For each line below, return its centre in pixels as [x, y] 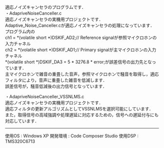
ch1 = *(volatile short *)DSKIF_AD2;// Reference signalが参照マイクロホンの [81, 37]
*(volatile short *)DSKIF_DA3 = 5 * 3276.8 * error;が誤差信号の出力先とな [79, 62]
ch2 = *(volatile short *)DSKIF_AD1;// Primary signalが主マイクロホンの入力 [81, 50]
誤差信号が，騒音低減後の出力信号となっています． [56, 86]
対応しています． [22, 121]
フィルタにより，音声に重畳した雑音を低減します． [56, 80]
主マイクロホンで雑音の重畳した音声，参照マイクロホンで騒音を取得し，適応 [82, 74]
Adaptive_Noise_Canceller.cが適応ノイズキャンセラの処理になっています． [80, 25]
